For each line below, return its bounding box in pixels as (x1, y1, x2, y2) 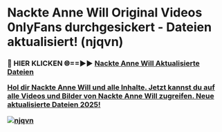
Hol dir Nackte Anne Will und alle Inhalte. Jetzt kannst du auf (7, 82, 216, 92)
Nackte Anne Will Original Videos (7, 5, 203, 21)
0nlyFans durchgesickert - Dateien (7, 19, 212, 35)
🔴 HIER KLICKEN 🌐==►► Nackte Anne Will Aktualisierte (7, 58, 201, 68)
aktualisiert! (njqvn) (7, 34, 124, 49)
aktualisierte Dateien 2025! (7, 100, 101, 109)
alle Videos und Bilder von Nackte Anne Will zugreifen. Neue (7, 91, 214, 101)
